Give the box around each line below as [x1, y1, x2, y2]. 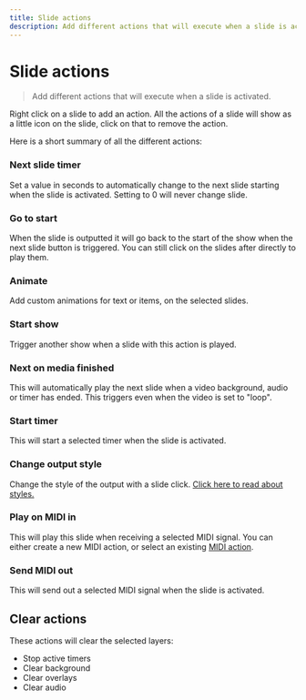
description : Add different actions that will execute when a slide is [9, 22, 287, 31]
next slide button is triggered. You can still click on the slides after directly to [9, 242, 296, 253]
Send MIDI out [9, 563, 74, 576]
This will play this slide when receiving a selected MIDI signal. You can [9, 532, 273, 543]
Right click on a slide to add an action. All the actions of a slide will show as [9, 108, 292, 119]
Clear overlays [22, 672, 77, 683]
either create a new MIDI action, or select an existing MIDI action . [9, 541, 254, 552]
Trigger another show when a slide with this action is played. [9, 339, 237, 350]
